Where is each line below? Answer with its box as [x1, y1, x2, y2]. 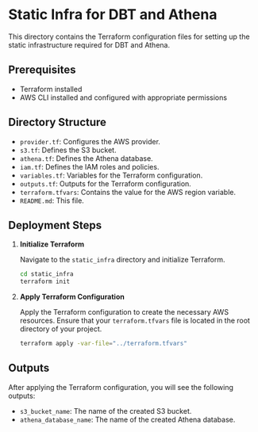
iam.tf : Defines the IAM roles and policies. [19, 162, 160, 171]
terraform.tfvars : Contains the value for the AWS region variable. [19, 187, 237, 197]
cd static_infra [19, 270, 74, 278]
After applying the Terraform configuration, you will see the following [8, 382, 234, 392]
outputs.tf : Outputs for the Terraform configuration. [19, 178, 192, 188]
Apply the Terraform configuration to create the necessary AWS [19, 308, 229, 317]
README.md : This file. [19, 196, 85, 205]
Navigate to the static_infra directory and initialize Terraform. [19, 255, 225, 265]
